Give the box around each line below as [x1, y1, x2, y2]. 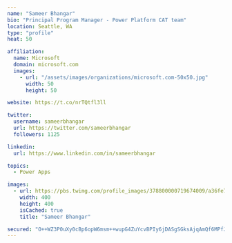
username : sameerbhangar [13, 118, 85, 125]
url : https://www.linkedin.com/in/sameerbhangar [13, 150, 156, 157]
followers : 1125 [13, 130, 60, 138]
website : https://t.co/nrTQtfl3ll [7, 99, 107, 106]
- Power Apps [13, 168, 51, 176]
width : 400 [19, 194, 51, 201]
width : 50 [25, 80, 54, 87]
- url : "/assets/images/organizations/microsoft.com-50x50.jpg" [19, 74, 209, 81]
